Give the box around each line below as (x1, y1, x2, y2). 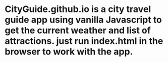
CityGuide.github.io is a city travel (5, 3, 151, 15)
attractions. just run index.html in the (5, 35, 163, 47)
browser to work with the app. (5, 46, 133, 57)
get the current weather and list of (5, 25, 151, 36)
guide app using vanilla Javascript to (5, 14, 162, 25)
